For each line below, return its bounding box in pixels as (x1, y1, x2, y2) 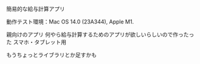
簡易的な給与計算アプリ (6, 5, 65, 12)
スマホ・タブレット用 (13, 39, 67, 45)
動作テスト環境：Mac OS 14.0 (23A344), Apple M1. (6, 18, 134, 25)
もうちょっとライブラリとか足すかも (6, 51, 97, 59)
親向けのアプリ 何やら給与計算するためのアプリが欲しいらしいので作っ (6, 31, 184, 38)
